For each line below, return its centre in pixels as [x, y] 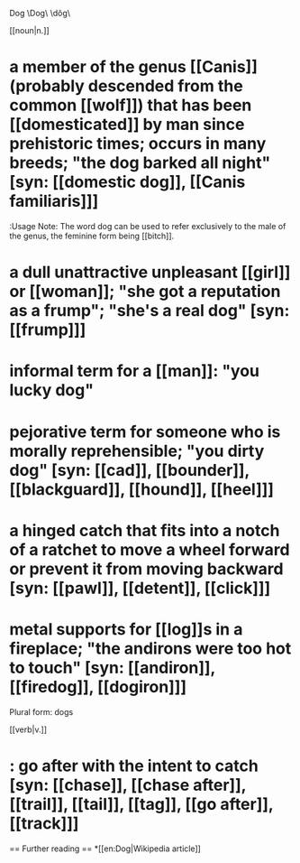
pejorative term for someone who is [145, 431]
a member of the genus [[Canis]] [134, 67]
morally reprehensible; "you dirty [137, 451]
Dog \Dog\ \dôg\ [40, 13]
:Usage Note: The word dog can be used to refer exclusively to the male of [148, 226]
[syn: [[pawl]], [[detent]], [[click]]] [140, 588]
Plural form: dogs [41, 711]
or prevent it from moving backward [146, 569]
